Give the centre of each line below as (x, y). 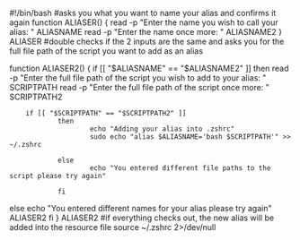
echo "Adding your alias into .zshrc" (162, 129)
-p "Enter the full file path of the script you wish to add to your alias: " (138, 78)
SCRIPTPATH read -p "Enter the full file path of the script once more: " (139, 87)
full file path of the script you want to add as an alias (106, 51)
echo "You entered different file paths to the (180, 168)
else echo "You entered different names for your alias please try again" (141, 208)
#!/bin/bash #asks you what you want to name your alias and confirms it (143, 13)
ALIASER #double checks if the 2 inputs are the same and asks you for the (147, 41)
